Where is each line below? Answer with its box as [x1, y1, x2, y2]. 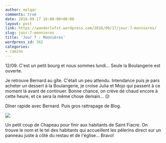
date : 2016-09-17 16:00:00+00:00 [5, 16, 75, 21]
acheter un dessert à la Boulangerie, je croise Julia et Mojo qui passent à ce [5, 82, 161, 88]
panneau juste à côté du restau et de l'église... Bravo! [5, 132, 114, 138]
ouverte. [5, 68, 22, 73]
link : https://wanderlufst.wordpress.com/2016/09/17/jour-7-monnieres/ [5, 26, 157, 31]
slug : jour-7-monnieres [5, 30, 55, 35]
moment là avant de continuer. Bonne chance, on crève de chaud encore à [5, 88, 158, 94]
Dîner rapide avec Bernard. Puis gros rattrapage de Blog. [5, 103, 121, 109]
